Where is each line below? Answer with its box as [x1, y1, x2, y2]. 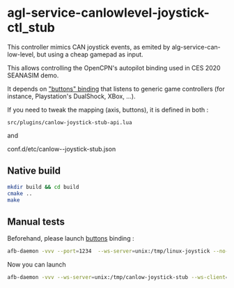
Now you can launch [7, 260, 66, 269]
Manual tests [7, 215, 65, 227]
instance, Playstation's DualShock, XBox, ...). [7, 92, 136, 100]
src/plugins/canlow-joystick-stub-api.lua [7, 119, 132, 126]
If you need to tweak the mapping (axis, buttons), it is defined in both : [7, 105, 209, 114]
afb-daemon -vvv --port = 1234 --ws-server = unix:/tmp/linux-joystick [7, 248, 210, 255]
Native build [7, 165, 61, 177]
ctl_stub [7, 20, 56, 36]
